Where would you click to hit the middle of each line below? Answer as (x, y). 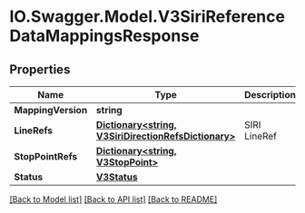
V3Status (117, 177)
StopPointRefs (46, 156)
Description (271, 95)
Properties (40, 69)
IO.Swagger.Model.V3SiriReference (148, 17)
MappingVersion (51, 110)
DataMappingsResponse (104, 36)
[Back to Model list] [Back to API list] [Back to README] (113, 199)
